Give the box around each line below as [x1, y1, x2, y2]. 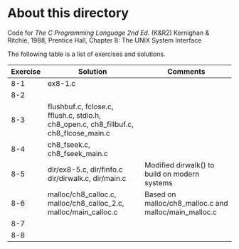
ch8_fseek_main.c [47, 148, 108, 158]
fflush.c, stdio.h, [47, 110, 101, 120]
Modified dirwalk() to [144, 160, 215, 170]
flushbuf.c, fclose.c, [47, 101, 114, 111]
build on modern [144, 169, 200, 179]
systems [144, 177, 173, 187]
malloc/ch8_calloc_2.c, [47, 198, 124, 208]
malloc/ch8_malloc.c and [144, 198, 228, 208]
